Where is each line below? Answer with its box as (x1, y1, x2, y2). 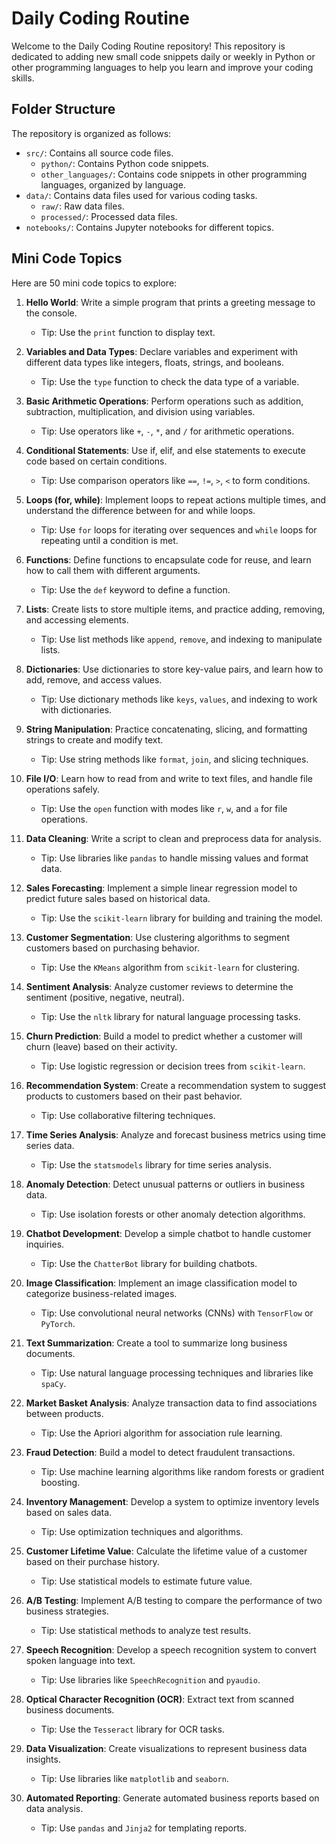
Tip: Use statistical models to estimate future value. (40, 1575, 253, 1587)
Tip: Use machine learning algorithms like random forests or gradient (40, 1465, 325, 1477)
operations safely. (25, 783, 100, 795)
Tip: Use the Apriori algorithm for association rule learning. (40, 1427, 283, 1439)
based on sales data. (25, 1506, 113, 1518)
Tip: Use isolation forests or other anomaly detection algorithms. (40, 1208, 306, 1220)
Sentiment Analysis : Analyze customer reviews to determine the (25, 980, 294, 992)
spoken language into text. (25, 1654, 136, 1666)
